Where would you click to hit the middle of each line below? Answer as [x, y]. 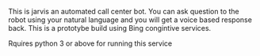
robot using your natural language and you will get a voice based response [130, 20]
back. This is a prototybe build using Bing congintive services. [110, 28]
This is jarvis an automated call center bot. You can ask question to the [124, 11]
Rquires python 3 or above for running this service [90, 43]
